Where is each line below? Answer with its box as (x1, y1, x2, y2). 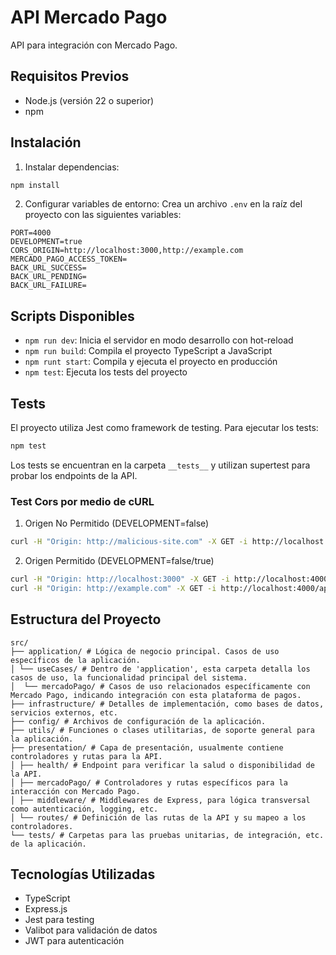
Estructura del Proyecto (10, 611, 162, 628)
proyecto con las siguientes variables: (24, 209, 182, 221)
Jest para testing (24, 914, 95, 926)
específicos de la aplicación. (10, 655, 141, 665)
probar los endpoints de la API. (10, 469, 138, 481)
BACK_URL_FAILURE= (10, 281, 87, 291)
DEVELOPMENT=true (10, 237, 83, 247)
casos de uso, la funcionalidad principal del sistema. (10, 672, 248, 683)
